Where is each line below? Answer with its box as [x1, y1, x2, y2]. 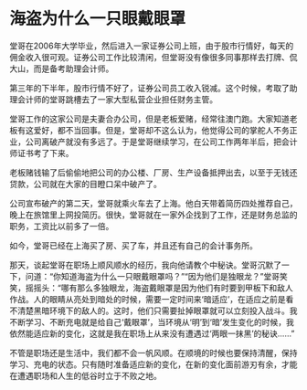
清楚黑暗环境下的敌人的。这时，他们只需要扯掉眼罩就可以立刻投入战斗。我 [16, 305, 298, 316]
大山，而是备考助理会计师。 [9, 63, 114, 74]
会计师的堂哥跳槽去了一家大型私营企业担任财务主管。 [16, 93, 217, 105]
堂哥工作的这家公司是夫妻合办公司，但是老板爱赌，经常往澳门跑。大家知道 [9, 113, 290, 124]
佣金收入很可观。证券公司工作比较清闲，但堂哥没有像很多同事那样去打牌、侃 [9, 51, 298, 62]
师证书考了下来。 [9, 147, 74, 158]
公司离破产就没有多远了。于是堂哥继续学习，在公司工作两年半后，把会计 [25, 136, 298, 147]
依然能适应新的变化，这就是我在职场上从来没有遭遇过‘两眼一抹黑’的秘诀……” [9, 328, 295, 339]
